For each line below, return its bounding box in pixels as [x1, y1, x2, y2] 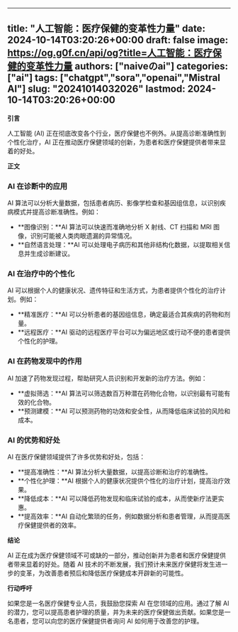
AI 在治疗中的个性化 [7, 269, 75, 279]
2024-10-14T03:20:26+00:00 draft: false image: [7, 34, 229, 46]
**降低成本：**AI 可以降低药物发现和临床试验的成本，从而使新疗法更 [17, 494, 218, 503]
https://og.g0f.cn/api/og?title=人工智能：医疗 [7, 47, 212, 59]
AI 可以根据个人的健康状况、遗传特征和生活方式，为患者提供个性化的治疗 [7, 286, 220, 295]
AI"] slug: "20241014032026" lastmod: [7, 83, 186, 95]
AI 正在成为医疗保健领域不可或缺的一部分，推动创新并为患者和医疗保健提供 [7, 551, 227, 560]
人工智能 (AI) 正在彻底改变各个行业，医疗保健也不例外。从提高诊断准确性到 [7, 129, 227, 137]
